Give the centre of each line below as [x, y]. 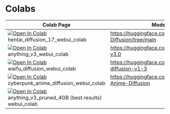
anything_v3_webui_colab [38, 54]
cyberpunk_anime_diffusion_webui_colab [57, 83]
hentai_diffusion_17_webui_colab [47, 39]
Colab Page [56, 25]
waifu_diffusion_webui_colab [42, 69]
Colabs [20, 9]
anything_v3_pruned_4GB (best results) [55, 97]
